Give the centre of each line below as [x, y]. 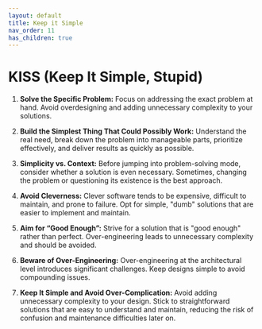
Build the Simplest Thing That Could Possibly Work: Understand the [133, 131]
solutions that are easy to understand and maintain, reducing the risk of [137, 310]
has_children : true [40, 38]
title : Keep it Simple [46, 23]
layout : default [35, 15]
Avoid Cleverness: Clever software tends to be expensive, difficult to [133, 196]
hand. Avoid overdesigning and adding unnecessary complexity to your [136, 107]
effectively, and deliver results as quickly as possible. [107, 149]
